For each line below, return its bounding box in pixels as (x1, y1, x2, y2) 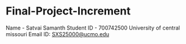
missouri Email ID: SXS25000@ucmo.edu (5, 30, 110, 37)
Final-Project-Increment (5, 4, 131, 18)
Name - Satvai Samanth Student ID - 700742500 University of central (5, 24, 181, 31)
